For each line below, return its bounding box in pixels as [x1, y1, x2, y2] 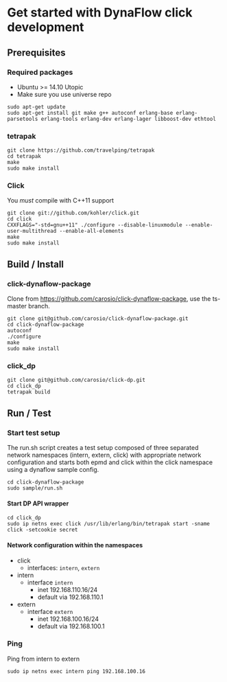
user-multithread [7, 228, 57, 235]
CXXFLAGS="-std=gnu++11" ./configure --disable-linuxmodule [7, 222, 183, 229]
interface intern [27, 578, 73, 587]
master [7, 302, 27, 310]
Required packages [7, 67, 73, 77]
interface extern [27, 607, 73, 615]
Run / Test [7, 407, 51, 419]
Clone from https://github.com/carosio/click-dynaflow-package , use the [7, 295, 211, 303]
